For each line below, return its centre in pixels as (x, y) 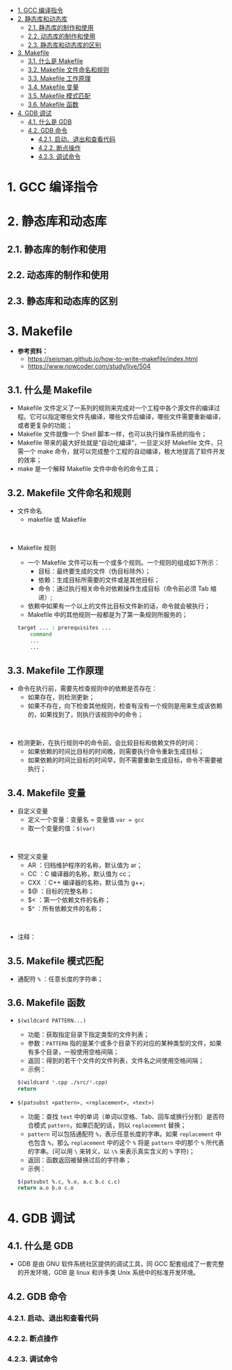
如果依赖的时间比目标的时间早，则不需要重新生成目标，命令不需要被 (125, 760)
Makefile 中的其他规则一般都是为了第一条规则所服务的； (108, 615)
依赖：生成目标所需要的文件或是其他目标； (99, 580)
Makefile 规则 (36, 548)
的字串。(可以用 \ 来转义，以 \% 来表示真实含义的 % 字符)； (111, 1151)
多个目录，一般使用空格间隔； (76, 1052)
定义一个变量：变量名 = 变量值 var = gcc (86, 820)
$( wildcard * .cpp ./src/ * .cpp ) (63, 1082)
